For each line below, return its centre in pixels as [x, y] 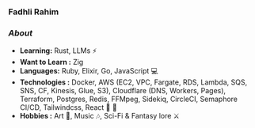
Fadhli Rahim [34, 12]
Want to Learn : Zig [51, 62]
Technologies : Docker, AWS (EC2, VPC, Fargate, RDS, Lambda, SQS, [133, 82]
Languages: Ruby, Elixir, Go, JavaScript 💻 [89, 71]
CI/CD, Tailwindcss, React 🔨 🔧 [68, 107]
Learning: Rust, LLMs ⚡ [58, 51]
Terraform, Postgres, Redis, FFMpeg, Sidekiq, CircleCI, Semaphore [129, 99]
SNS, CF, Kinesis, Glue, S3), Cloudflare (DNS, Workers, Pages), [123, 91]
